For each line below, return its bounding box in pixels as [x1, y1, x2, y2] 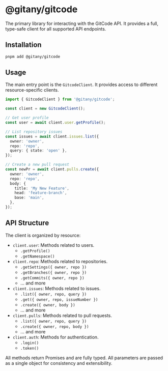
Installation [5, 41, 42, 49]
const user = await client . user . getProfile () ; [5, 120, 106, 125]
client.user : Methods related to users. [12, 242, 95, 248]
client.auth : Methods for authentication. [12, 334, 99, 340]
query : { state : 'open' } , [10, 148, 67, 153]
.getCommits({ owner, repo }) [20, 275, 85, 280]
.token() [20, 346, 39, 351]
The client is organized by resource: [5, 232, 81, 238]
